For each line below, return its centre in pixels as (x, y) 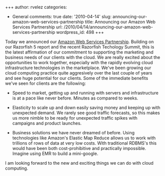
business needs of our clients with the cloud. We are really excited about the (83, 57)
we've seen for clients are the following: (46, 83)
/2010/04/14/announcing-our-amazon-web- (108, 27)
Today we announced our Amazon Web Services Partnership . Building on (80, 42)
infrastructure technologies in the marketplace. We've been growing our (78, 68)
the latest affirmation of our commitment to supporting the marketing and (79, 52)
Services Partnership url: (37, 27)
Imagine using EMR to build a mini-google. (55, 153)
